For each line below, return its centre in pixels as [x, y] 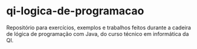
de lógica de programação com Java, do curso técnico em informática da [98, 33]
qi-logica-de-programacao [75, 11]
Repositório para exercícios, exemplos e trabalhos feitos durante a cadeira [99, 27]
